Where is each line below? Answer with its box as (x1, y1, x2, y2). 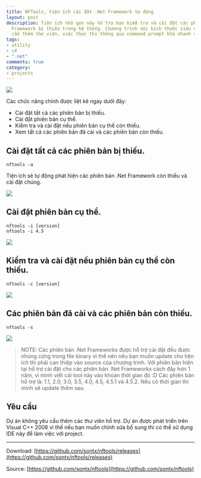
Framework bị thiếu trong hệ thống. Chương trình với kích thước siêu (11, 25, 191, 32)
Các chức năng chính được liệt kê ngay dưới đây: (6, 98, 127, 105)
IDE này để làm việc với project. (6, 430, 84, 437)
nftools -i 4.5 (6, 228, 44, 234)
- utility (6, 43, 31, 49)
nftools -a (6, 162, 33, 168)
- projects (6, 70, 33, 76)
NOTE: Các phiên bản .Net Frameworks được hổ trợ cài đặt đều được (20, 346, 190, 353)
